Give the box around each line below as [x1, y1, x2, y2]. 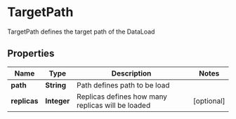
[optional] [192, 96, 225, 106]
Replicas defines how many [77, 92, 167, 101]
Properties [7, 48, 55, 59]
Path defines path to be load [77, 80, 170, 90]
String [45, 80, 67, 90]
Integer [45, 96, 70, 106]
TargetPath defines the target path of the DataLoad [7, 27, 155, 36]
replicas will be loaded [77, 100, 151, 110]
